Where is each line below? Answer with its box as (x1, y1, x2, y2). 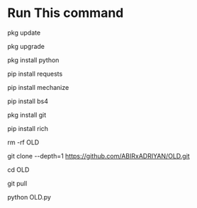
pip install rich (7, 124, 48, 132)
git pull (7, 179, 28, 187)
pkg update (7, 28, 41, 37)
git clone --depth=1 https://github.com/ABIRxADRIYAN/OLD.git (7, 151, 190, 160)
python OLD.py (7, 192, 52, 201)
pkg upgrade (7, 42, 45, 50)
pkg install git (7, 110, 47, 119)
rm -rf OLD (7, 138, 40, 146)
